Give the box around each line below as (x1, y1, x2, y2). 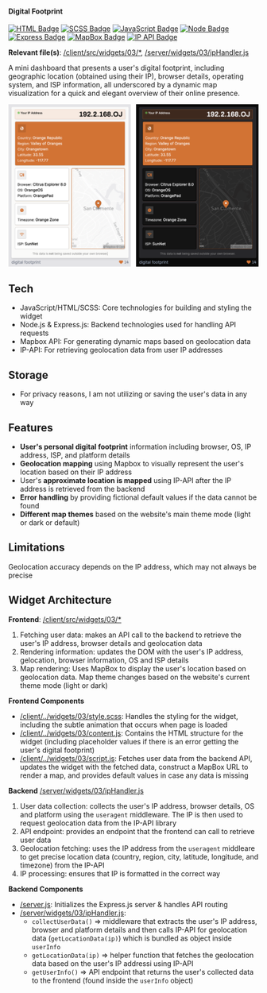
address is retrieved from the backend (19, 484, 145, 493)
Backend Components (8, 884, 83, 894)
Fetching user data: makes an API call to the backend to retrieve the (19, 630, 242, 639)
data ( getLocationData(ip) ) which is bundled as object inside (31, 933, 232, 943)
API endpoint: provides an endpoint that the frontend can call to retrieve (19, 826, 255, 836)
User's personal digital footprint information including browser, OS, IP (19, 442, 252, 451)
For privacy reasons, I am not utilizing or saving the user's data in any (19, 389, 248, 399)
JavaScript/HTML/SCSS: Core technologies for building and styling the (19, 303, 253, 313)
